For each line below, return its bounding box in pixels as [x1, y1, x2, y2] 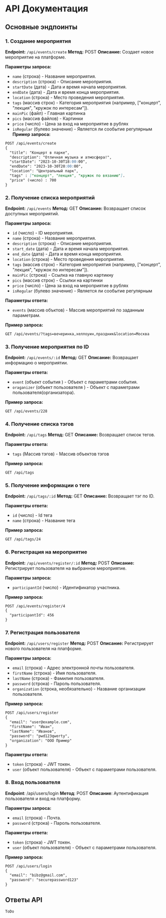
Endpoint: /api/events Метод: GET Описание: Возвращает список [5, 205, 146, 211]
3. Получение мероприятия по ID [5, 343, 89, 350]
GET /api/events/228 [5, 409, 48, 414]
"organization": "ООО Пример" [9, 738, 72, 743]
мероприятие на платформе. [5, 54, 66, 60]
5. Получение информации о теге [5, 482, 90, 489]
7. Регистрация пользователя [5, 629, 80, 636]
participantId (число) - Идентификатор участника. [12, 584, 120, 590]
